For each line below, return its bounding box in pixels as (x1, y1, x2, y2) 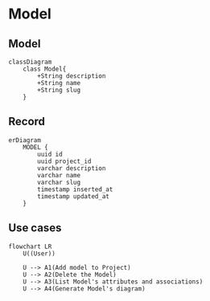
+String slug (37, 86, 81, 94)
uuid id (37, 150, 63, 158)
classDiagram (8, 58, 52, 66)
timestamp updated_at (37, 192, 110, 201)
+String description (37, 72, 106, 80)
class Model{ (23, 65, 67, 73)
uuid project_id (37, 157, 92, 165)
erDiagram (8, 136, 42, 144)
